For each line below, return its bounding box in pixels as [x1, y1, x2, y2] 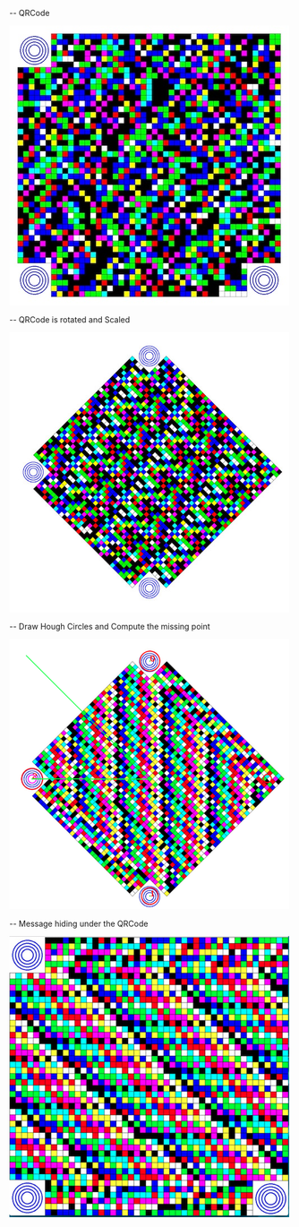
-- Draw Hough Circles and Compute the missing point [9, 622, 210, 631]
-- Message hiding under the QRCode [9, 918, 149, 929]
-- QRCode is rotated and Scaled [9, 314, 131, 325]
